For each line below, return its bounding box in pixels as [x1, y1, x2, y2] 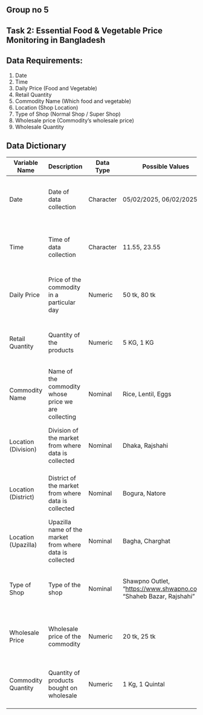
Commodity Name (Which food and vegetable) [14, 97, 132, 105]
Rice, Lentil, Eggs [123, 390, 172, 399]
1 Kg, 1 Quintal [123, 680, 165, 688]
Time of [48, 236, 71, 244]
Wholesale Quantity [14, 123, 65, 130]
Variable [13, 159, 38, 167]
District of [48, 474, 77, 482]
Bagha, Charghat [123, 537, 170, 545]
